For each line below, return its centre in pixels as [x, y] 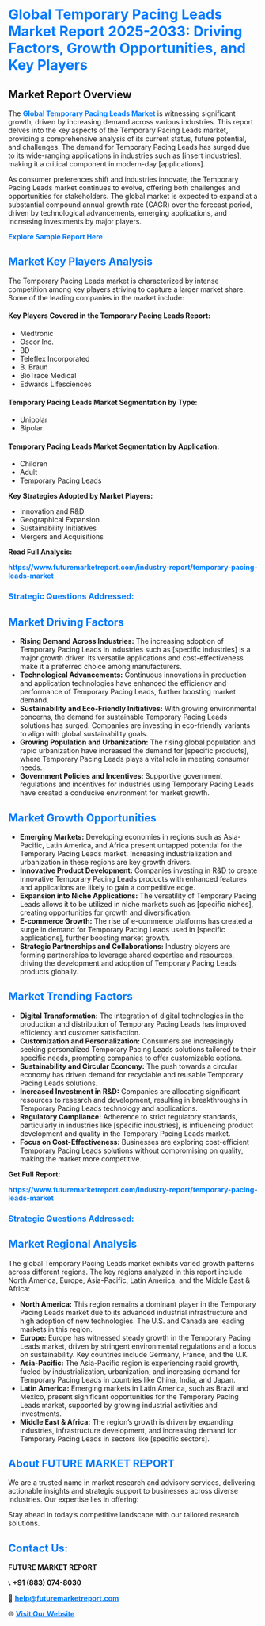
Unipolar [34, 420]
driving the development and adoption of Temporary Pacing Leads [128, 963]
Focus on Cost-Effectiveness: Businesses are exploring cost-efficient [134, 1142]
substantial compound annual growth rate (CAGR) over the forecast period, [131, 205]
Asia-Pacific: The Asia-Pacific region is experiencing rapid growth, [129, 1363]
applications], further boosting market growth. [95, 938]
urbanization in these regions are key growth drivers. [106, 862]
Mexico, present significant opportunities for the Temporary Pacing [129, 1396]
